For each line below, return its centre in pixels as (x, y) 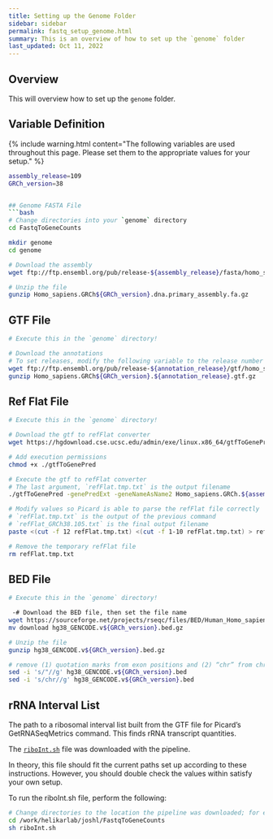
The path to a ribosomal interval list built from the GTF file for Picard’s (125, 725)
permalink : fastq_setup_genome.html (70, 31)
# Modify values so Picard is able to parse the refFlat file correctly (134, 509)
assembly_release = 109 (45, 176)
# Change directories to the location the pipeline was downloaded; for (134, 813)
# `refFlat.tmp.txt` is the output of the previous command (113, 517)
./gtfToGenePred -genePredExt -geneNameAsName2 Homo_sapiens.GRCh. (125, 494)
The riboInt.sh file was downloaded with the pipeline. (100, 749)
